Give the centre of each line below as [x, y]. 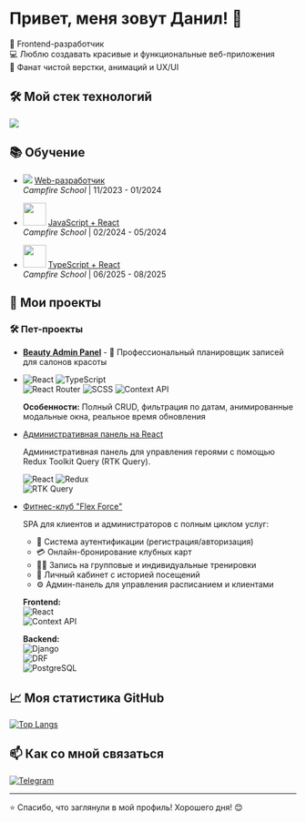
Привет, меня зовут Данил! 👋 [126, 19]
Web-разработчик [70, 180]
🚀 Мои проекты [56, 303]
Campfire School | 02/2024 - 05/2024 [94, 232]
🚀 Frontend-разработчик [57, 44]
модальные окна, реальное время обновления [114, 417]
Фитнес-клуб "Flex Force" [72, 507]
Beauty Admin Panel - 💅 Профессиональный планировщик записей [153, 352]
